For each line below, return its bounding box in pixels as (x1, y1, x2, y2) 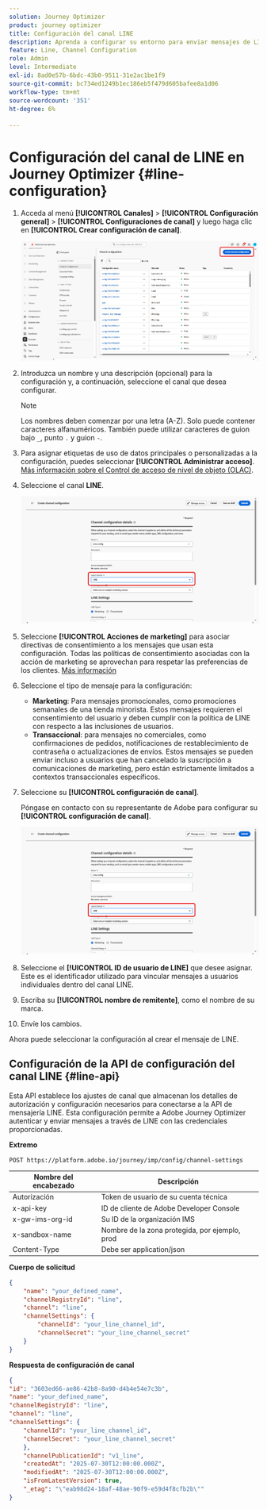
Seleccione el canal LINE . (20, 480, 104, 490)
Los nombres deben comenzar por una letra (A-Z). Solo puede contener (20, 416, 256, 425)
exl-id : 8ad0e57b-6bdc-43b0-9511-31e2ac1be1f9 (9, 71, 166, 79)
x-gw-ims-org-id (12, 1214, 74, 1223)
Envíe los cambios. (20, 1019, 82, 1028)
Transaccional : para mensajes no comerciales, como (32, 730, 207, 739)
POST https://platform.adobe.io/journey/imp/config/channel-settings (9, 1156, 244, 1164)
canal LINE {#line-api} (9, 1069, 120, 1083)
